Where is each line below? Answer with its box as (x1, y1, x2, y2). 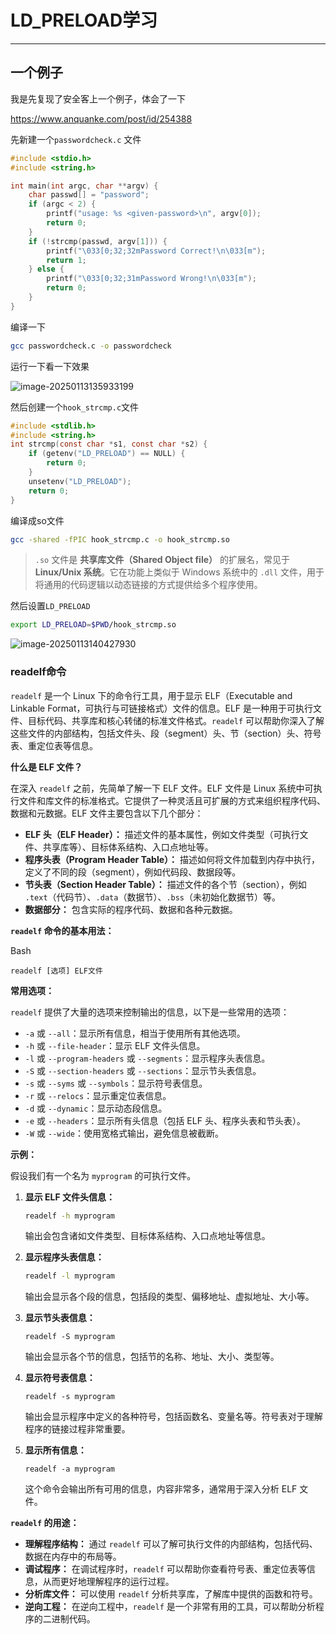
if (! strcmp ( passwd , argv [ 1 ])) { (28, 236, 168, 246)
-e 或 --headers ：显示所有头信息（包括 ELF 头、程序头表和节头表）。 (24, 1114, 306, 1126)
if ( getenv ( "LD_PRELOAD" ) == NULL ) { (28, 449, 186, 459)
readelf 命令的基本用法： (10, 924, 115, 936)
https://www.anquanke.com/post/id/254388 (10, 112, 193, 125)
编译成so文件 (10, 514, 65, 526)
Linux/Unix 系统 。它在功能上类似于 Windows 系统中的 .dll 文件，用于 (34, 566, 325, 578)
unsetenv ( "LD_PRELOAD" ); (28, 476, 132, 486)
